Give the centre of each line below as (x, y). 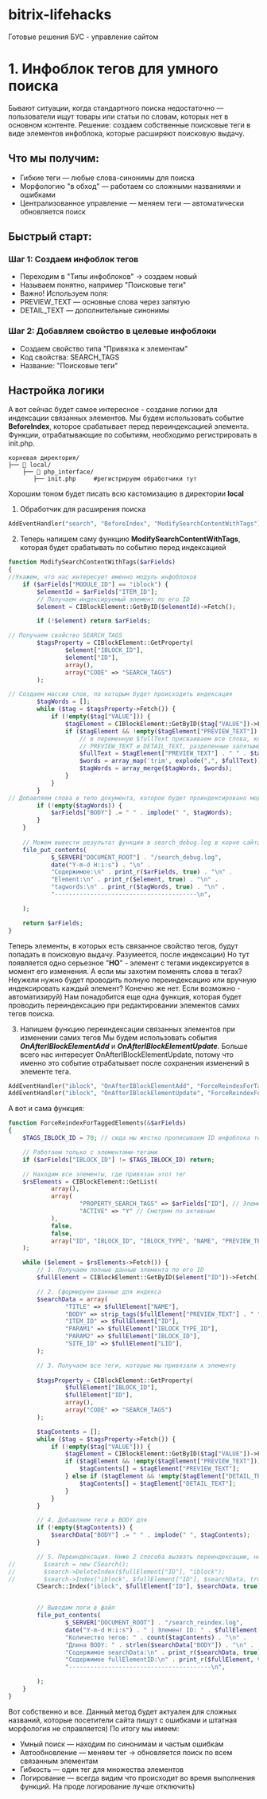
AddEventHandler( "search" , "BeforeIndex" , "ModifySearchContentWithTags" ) (135, 524)
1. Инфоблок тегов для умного (113, 69)
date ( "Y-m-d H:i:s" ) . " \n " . (101, 865)
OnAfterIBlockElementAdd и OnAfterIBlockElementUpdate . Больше (134, 1046)
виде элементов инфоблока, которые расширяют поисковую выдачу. (126, 133)
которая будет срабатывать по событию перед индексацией (123, 548)
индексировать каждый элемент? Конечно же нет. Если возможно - (124, 988)
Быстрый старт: (50, 237)
